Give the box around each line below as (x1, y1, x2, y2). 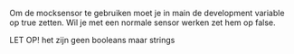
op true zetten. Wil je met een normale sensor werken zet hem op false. (9, 17, 276, 28)
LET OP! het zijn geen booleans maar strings (9, 35, 175, 45)
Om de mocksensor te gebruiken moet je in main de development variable (9, 8, 285, 18)
